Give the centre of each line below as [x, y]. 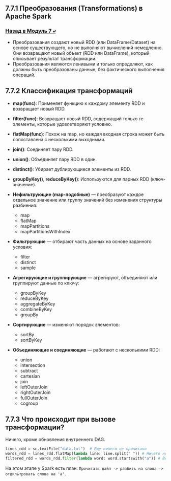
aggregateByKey [38, 303]
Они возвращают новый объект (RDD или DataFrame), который [81, 53]
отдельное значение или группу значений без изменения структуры [87, 200]
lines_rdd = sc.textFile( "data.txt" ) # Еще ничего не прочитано [76, 449]
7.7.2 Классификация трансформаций [69, 91]
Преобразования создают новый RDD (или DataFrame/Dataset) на [84, 42]
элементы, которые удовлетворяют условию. [62, 124]
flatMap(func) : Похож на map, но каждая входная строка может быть [89, 134]
